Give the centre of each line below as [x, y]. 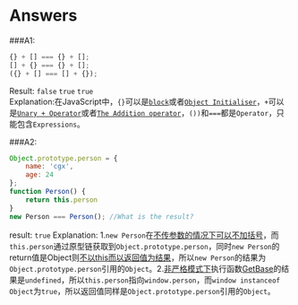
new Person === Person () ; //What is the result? [102, 216]
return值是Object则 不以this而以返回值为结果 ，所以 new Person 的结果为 [138, 257]
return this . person [62, 200]
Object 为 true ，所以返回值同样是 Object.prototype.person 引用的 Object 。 [142, 291]
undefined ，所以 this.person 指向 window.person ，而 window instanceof [153, 280]
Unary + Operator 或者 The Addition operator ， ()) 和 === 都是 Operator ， [147, 112]
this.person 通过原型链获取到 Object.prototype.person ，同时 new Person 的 [145, 246]
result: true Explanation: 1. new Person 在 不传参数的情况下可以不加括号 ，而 [144, 235]
